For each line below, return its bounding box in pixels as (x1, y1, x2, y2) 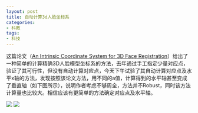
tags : (6, 30, 19, 36)
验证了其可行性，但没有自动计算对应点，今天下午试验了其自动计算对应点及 (6, 67, 187, 74)
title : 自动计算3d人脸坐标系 (6, 14, 70, 20)
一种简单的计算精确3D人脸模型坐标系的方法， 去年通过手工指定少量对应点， (6, 60, 189, 67)
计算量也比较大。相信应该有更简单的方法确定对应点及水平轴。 (6, 89, 156, 96)
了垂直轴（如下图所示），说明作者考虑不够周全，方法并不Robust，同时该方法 (6, 82, 192, 88)
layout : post (6, 8, 38, 15)
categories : (6, 19, 35, 25)
